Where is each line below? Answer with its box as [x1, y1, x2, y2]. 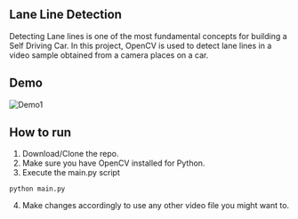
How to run [9, 125, 72, 141]
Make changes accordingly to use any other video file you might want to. [21, 200, 290, 211]
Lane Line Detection [9, 7, 123, 22]
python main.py [9, 184, 66, 194]
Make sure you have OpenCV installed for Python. [21, 158, 205, 168]
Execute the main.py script [21, 167, 120, 178]
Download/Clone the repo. [21, 149, 119, 159]
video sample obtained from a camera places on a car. [9, 49, 209, 61]
